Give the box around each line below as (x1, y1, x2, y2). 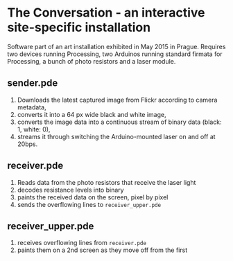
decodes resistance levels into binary (17, 186, 124, 194)
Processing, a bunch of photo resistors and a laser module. (7, 57, 176, 65)
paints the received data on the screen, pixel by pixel (17, 192, 169, 201)
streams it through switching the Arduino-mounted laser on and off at (17, 132, 216, 141)
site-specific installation (7, 19, 151, 35)
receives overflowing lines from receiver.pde (17, 239, 147, 247)
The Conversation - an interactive (7, 5, 205, 21)
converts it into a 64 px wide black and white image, (17, 110, 166, 118)
